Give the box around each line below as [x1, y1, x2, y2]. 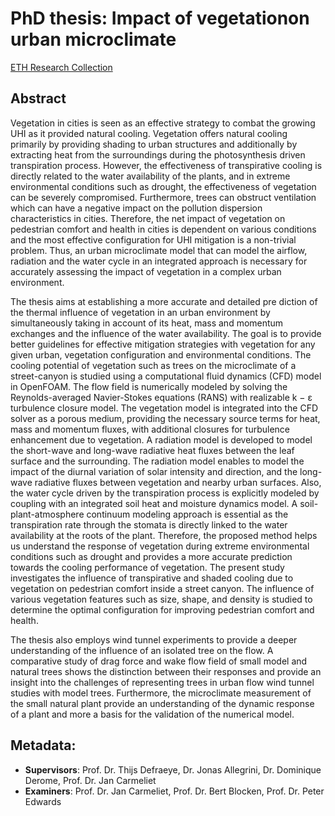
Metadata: [10, 737, 77, 754]
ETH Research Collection [10, 61, 113, 73]
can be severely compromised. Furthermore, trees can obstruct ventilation [10, 191, 317, 203]
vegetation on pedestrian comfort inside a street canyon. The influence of [10, 582, 315, 594]
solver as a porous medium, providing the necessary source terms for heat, [10, 412, 321, 424]
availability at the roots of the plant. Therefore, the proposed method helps [10, 529, 318, 541]
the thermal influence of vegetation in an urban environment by [10, 306, 271, 318]
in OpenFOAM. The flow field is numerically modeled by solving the [10, 380, 288, 392]
